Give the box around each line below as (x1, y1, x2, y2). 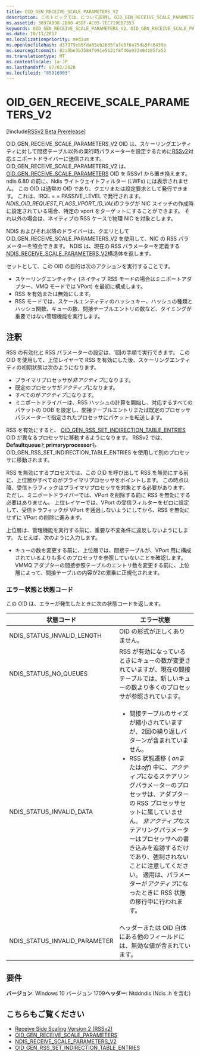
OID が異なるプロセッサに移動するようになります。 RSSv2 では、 (6, 434, 166, 441)
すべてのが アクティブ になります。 (14, 392, 97, 398)
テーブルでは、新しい (118, 674, 179, 683)
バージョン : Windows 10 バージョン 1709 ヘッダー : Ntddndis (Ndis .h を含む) (6, 990, 191, 997)
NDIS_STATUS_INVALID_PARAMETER (9, 937, 114, 945)
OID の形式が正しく (118, 628, 174, 636)
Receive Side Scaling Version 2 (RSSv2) (14, 1025, 113, 1032)
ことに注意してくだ (129, 862, 183, 870)
